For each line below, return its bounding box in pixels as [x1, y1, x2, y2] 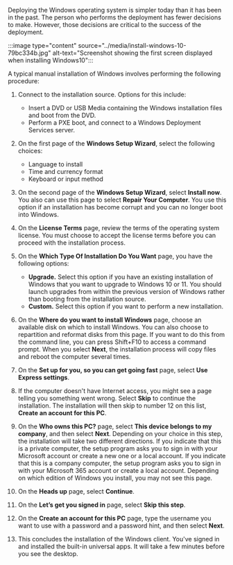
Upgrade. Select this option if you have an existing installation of [28, 273, 214, 281]
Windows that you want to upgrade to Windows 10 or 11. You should [28, 280, 222, 288]
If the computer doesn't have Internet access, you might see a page [17, 387, 212, 394]
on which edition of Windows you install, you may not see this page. [17, 474, 213, 482]
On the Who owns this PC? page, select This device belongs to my [17, 422, 212, 431]
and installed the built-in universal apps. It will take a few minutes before [17, 542, 225, 550]
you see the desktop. [17, 550, 78, 557]
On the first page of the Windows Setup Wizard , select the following [17, 139, 215, 148]
